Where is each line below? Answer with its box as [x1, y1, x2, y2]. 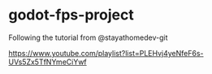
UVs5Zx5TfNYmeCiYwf [8, 57, 87, 67]
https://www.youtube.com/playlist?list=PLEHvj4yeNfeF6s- [8, 48, 205, 58]
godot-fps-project [8, 6, 134, 24]
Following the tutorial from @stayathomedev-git [8, 33, 168, 42]
